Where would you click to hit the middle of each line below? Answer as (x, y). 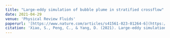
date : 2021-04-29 (24, 14)
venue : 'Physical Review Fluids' (40, 19)
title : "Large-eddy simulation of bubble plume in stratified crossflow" (85, 10)
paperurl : (16, 23)
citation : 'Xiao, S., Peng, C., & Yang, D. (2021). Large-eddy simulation (86, 28)
